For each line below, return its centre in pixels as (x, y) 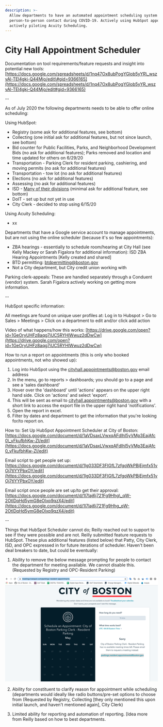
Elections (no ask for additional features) (53, 178)
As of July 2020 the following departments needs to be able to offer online (80, 108)
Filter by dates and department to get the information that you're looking (84, 416)
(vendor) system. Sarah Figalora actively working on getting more (71, 282)
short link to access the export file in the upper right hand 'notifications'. (84, 405)
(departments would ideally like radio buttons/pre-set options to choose (84, 694)
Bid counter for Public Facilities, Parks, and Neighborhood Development (84, 147)
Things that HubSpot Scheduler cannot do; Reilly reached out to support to (80, 530)
